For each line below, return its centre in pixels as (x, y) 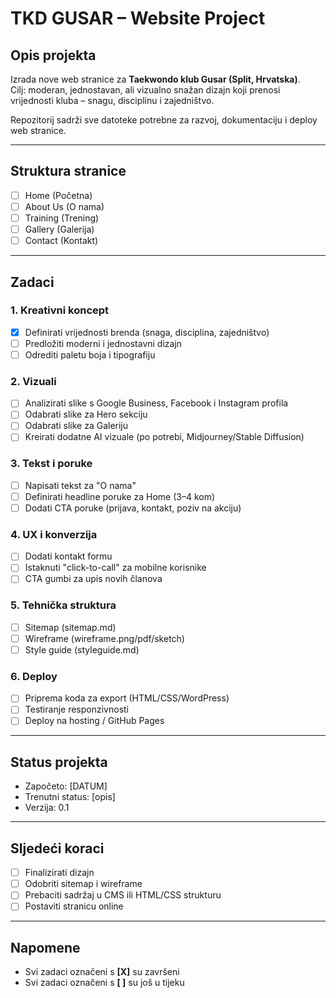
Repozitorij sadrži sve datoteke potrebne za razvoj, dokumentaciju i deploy (164, 120)
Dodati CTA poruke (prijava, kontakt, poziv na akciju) (133, 508)
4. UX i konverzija (54, 534)
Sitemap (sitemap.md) (70, 627)
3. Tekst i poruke (51, 464)
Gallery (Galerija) (59, 229)
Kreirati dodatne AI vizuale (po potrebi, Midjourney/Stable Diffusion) (164, 437)
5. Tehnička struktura (63, 605)
